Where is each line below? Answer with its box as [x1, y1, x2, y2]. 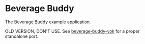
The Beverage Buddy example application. [5, 19, 91, 25]
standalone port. [5, 33, 38, 39]
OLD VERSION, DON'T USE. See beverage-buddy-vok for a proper [5, 28, 140, 34]
